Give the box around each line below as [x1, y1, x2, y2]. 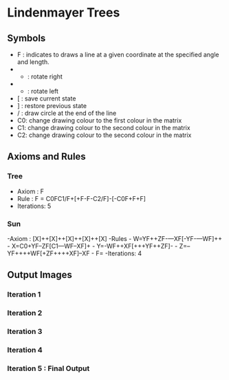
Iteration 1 [7, 290, 41, 299]
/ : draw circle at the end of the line [17, 109, 117, 117]
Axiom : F [17, 187, 45, 196]
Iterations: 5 [17, 202, 52, 210]
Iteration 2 [7, 308, 43, 318]
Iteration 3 [7, 327, 43, 337]
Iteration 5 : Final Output [7, 363, 90, 373]
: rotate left [27, 87, 58, 95]
